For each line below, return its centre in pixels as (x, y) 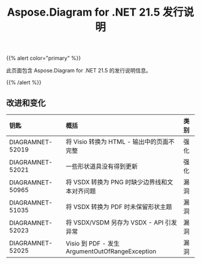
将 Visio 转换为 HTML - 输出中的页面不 (120, 142)
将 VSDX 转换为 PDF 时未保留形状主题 (119, 207)
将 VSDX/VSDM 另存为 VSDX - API (115, 222)
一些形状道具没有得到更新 (102, 166)
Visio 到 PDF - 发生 (92, 243)
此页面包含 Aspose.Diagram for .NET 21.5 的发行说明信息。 (79, 71)
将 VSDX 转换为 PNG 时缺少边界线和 (116, 182)
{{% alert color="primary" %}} (44, 58)
